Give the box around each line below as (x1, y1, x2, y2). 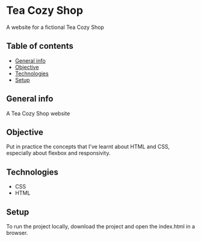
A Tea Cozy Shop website (6, 110, 70, 117)
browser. (6, 230, 28, 236)
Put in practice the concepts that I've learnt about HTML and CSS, (6, 143, 170, 151)
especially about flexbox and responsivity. (6, 149, 111, 157)
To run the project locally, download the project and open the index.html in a (6, 223, 196, 230)
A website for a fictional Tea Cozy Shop (6, 23, 104, 31)
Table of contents (6, 41, 73, 51)
